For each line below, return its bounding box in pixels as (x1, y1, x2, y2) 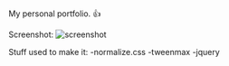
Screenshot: (8, 29, 54, 40)
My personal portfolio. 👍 (8, 8, 101, 19)
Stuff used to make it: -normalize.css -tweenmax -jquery (8, 47, 221, 57)
